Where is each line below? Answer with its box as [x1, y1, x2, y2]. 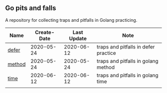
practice [96, 49, 116, 56]
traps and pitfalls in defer [96, 43, 155, 50]
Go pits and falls [5, 4, 56, 12]
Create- [34, 29, 55, 36]
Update [69, 35, 87, 42]
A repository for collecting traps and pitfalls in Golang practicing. [5, 17, 138, 23]
